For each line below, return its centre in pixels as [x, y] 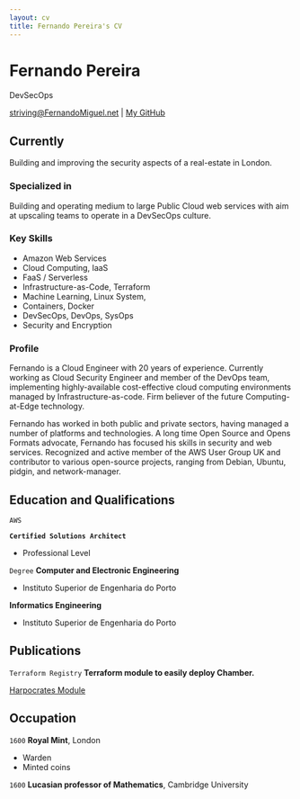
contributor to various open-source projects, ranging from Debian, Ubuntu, [148, 462]
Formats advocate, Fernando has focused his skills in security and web [141, 443]
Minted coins [46, 767]
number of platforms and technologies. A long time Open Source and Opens [150, 434]
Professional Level [57, 552]
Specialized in [40, 186]
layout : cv [30, 18]
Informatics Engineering [55, 605]
